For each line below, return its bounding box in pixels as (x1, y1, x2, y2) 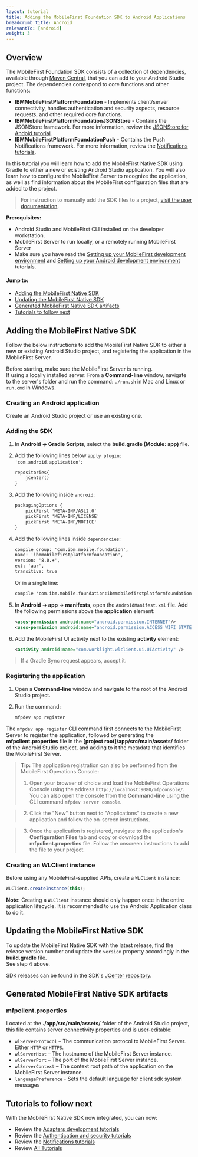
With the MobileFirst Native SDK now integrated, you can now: (6, 1115, 158, 1122)
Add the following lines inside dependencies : (14, 535, 121, 542)
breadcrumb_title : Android (6, 19, 72, 25)
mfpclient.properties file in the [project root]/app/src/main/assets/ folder (6, 738, 189, 745)
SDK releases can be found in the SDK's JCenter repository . (6, 972, 152, 979)
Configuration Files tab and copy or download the (29, 833, 152, 841)
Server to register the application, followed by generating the (6, 731, 154, 738)
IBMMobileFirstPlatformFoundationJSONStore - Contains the (14, 117, 167, 124)
